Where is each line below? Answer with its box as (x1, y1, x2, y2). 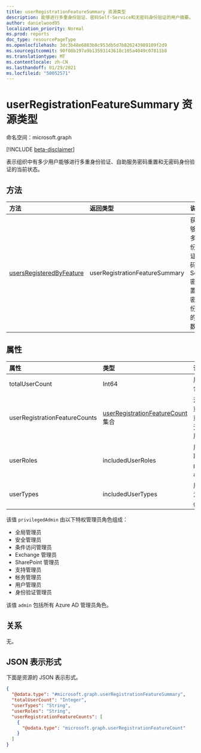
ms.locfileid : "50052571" (6, 70, 71, 76)
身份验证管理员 (14, 589, 52, 596)
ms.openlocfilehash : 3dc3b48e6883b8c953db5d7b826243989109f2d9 (6, 43, 167, 49)
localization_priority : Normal (6, 25, 84, 32)
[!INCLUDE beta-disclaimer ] (6, 146, 75, 153)
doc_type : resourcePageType (6, 37, 77, 43)
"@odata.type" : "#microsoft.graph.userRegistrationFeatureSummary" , (11, 691, 186, 698)
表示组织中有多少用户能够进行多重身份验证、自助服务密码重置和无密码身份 (6, 158, 190, 166)
